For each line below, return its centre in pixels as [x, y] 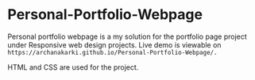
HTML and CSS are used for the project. [73, 67]
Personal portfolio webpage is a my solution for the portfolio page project [127, 36]
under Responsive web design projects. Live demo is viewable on [114, 44]
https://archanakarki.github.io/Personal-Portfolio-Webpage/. [112, 52]
